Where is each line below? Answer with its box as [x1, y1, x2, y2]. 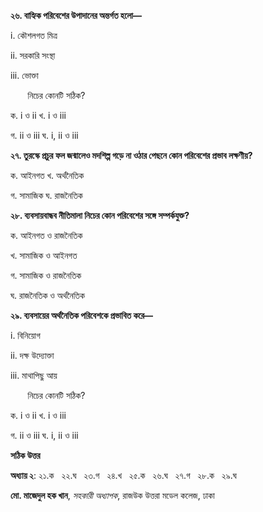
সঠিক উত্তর [10, 450, 41, 461]
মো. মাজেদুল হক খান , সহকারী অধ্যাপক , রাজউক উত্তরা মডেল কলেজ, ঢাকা [10, 490, 215, 501]
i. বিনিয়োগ [10, 330, 41, 341]
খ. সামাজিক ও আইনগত [10, 250, 78, 261]
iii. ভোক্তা [10, 70, 39, 81]
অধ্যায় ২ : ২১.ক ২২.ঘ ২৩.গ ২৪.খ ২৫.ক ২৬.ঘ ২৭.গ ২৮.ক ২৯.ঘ [10, 470, 237, 481]
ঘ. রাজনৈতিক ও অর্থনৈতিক [10, 290, 85, 301]
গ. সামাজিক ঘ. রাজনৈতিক [10, 190, 83, 201]
